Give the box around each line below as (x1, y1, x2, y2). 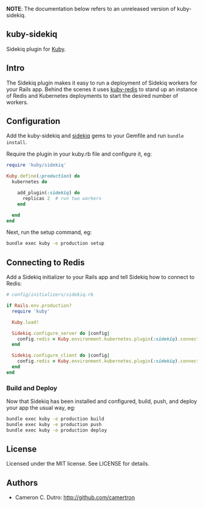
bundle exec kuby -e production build (6, 416, 104, 422)
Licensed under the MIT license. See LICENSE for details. (6, 460, 150, 467)
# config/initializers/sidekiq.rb (6, 292, 94, 298)
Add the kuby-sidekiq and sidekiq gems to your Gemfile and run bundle (6, 132, 184, 139)
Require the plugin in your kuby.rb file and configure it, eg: (6, 150, 152, 157)
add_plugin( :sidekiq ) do (17, 190, 80, 196)
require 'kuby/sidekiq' (6, 162, 67, 168)
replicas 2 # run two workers (22, 195, 102, 201)
